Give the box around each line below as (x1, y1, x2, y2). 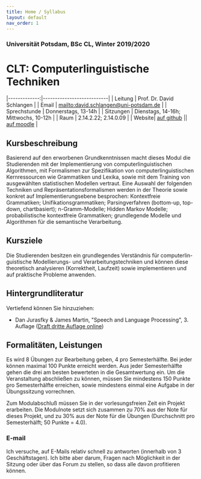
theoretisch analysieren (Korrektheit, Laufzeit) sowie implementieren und (6, 264, 187, 271)
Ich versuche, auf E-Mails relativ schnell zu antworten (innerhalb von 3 (6, 448, 182, 455)
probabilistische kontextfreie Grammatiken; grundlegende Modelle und (6, 212, 182, 219)
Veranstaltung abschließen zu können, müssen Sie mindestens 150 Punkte (6, 375, 191, 382)
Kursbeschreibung (6, 138, 78, 148)
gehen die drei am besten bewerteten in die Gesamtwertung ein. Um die (6, 369, 185, 376)
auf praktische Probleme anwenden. (6, 271, 96, 278)
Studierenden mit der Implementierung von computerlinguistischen (6, 160, 173, 168)
